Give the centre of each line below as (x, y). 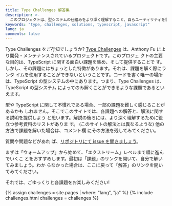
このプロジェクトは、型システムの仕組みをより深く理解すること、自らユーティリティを (88, 19)
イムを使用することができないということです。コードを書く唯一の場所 (89, 75)
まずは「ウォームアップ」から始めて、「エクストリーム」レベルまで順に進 (82, 152)
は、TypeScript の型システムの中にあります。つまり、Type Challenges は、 (85, 81)
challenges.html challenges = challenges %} (52, 198)
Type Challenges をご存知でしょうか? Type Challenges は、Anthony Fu (80, 49)
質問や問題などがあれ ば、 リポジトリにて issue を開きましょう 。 (73, 141)
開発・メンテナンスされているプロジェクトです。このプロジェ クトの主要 (86, 55)
